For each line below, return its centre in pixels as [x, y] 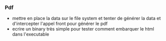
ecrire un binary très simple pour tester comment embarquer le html [83, 29]
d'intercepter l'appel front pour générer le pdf [60, 23]
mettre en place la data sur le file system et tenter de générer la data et [86, 18]
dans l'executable [30, 34]
